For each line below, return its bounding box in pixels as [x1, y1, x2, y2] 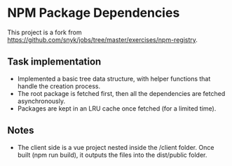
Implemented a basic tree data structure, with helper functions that [17, 74, 211, 83]
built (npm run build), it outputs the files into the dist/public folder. [17, 151, 207, 159]
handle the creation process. [17, 82, 100, 90]
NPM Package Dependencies [7, 5, 180, 21]
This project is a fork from [7, 28, 82, 36]
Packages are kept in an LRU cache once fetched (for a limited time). [17, 104, 217, 113]
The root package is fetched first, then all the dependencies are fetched [17, 89, 226, 97]
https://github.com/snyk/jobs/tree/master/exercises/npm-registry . [7, 35, 198, 43]
